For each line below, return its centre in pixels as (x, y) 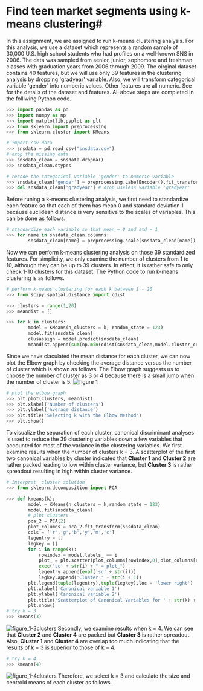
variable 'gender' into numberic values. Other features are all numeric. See (99, 85)
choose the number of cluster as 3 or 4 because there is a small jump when (100, 375)
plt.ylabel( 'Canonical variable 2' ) (74, 594)
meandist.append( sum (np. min (63, 345)
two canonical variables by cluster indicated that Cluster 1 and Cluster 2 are (101, 458)
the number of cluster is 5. (39, 381)
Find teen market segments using (92, 11)
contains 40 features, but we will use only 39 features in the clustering (94, 73)
